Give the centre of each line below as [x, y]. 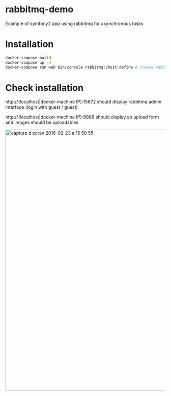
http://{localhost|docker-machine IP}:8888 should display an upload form [82, 117]
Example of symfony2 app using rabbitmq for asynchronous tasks [74, 23]
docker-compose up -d [28, 62]
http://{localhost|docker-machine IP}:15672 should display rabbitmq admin [83, 102]
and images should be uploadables [42, 122]
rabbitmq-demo [39, 9]
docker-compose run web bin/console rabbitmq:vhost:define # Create [79, 67]
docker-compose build [28, 58]
